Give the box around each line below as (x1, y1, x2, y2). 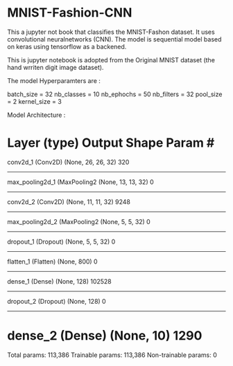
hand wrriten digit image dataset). (7, 63, 104, 71)
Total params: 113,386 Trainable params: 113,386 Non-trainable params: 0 (7, 351, 217, 359)
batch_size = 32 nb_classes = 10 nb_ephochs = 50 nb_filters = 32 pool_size (7, 90, 223, 98)
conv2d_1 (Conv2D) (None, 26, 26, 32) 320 (7, 158, 130, 166)
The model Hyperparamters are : (7, 76, 101, 84)
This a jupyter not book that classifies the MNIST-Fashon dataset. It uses (7, 28, 215, 36)
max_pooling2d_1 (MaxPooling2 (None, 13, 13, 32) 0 (7, 178, 154, 186)
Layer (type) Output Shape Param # (7, 135, 215, 151)
